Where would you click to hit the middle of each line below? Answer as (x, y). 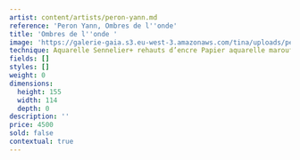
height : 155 (40, 92)
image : (21, 42)
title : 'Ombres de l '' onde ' (63, 34)
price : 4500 (31, 125)
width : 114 (37, 100)
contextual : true (42, 141)
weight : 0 (28, 76)
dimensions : (31, 84)
